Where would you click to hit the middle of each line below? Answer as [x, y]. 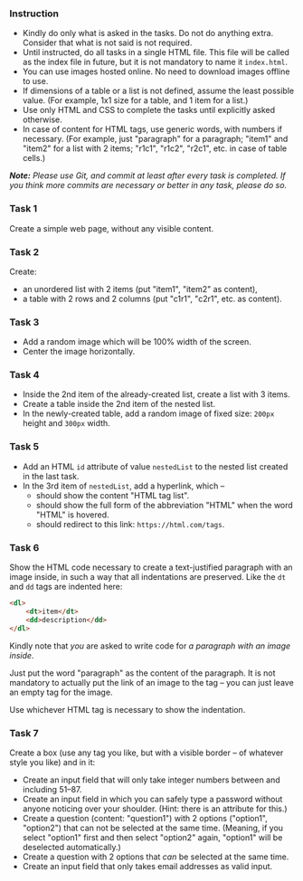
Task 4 [24, 375]
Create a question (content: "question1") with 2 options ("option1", [145, 818]
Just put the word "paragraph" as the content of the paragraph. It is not [142, 673]
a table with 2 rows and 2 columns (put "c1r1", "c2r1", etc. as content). [152, 298]
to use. [35, 81]
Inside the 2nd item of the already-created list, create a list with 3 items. [156, 394]
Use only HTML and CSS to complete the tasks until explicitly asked [149, 110]
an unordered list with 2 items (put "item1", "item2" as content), [140, 289]
